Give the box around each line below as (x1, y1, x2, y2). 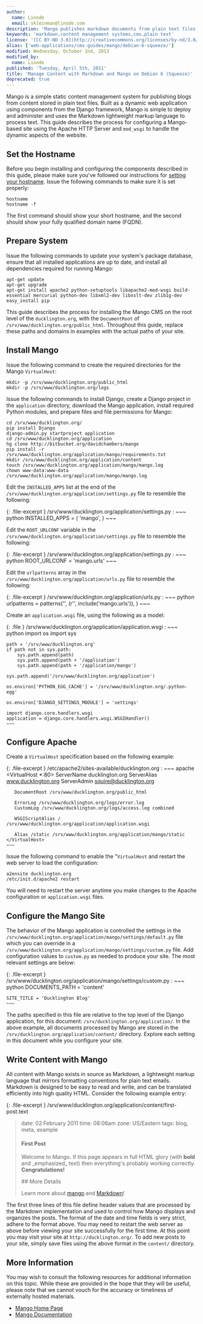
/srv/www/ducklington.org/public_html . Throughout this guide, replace (6, 321, 184, 328)
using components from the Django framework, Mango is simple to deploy (6, 106, 192, 113)
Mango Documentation (14, 1311, 72, 1319)
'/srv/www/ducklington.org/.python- (95, 683, 188, 690)
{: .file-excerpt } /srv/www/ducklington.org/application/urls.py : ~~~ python (6, 593, 195, 601)
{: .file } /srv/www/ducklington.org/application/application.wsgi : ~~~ (6, 623, 178, 630)
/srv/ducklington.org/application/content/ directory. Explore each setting (6, 1031, 195, 1038)
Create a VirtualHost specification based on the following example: (6, 753, 175, 760)
